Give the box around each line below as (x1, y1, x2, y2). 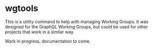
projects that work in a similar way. (5, 29, 74, 35)
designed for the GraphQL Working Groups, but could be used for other (5, 24, 148, 29)
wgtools (5, 3, 38, 14)
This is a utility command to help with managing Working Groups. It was (5, 19, 149, 24)
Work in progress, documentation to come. (5, 38, 91, 44)
